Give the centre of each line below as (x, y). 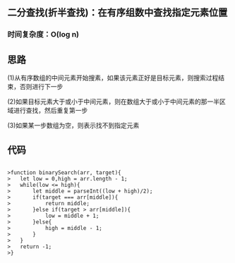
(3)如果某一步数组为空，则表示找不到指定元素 (73, 126)
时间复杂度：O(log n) (43, 35)
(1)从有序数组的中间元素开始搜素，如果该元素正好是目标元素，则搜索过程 (113, 78)
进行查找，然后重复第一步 (50, 111)
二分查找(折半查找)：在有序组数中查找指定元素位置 (117, 13)
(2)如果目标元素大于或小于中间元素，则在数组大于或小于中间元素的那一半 (114, 102)
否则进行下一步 (41, 87)
